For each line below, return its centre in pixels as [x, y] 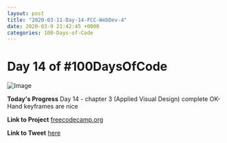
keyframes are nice [51, 107]
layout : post [26, 13]
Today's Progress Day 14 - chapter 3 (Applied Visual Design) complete [108, 99]
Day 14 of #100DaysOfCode [87, 67]
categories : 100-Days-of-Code [50, 33]
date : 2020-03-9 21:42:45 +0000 [53, 26]
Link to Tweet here [34, 133]
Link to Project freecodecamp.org [55, 120]
